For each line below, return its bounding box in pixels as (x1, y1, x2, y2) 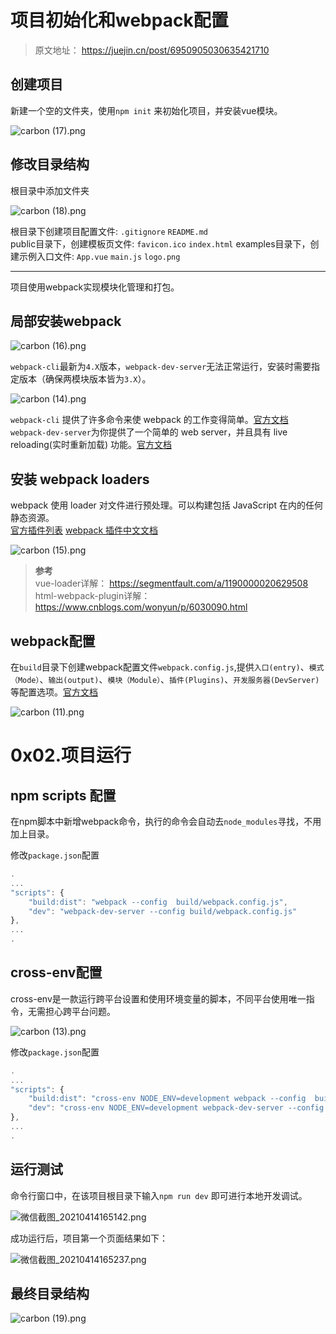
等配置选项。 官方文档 (10, 686, 98, 698)
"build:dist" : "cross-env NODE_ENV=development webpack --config (28, 1094, 307, 1104)
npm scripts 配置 (10, 787, 117, 804)
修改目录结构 (10, 156, 90, 173)
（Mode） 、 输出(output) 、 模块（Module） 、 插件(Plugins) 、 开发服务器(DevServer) (10, 674, 320, 685)
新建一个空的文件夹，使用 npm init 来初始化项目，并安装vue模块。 (10, 104, 283, 116)
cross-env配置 (10, 964, 103, 981)
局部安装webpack (10, 312, 122, 330)
